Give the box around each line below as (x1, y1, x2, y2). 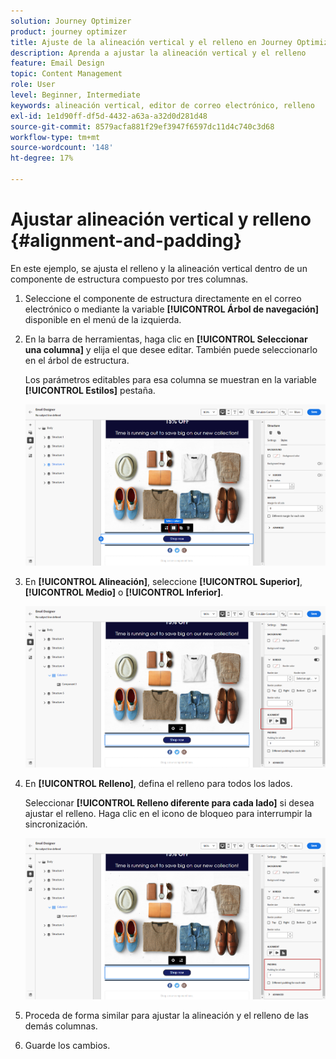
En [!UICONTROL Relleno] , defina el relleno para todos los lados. (24, 778, 293, 790)
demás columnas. (24, 1020, 98, 1032)
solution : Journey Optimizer (10, 16, 132, 26)
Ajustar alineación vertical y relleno (10, 208, 312, 231)
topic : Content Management (10, 69, 123, 79)
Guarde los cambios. (24, 1040, 111, 1052)
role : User (10, 80, 56, 90)
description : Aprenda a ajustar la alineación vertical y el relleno (10, 48, 307, 58)
